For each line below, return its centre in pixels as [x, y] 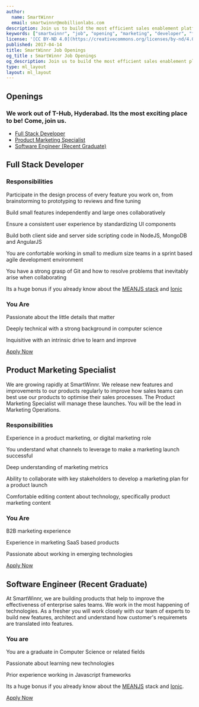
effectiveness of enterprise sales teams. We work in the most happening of [98, 605]
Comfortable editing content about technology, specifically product [88, 496]
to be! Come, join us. [36, 120]
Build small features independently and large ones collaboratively [86, 212]
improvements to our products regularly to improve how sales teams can [95, 391]
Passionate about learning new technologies [60, 663]
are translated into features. [40, 624]
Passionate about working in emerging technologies [70, 554]
